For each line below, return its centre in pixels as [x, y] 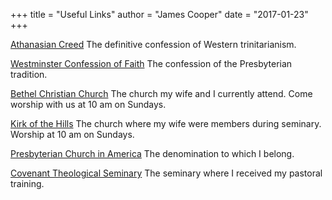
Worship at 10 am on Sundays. [72, 134]
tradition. [29, 74]
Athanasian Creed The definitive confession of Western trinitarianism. [153, 44]
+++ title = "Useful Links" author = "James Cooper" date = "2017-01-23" [159, 14]
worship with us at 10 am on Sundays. [88, 104]
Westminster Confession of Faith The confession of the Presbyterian [151, 63]
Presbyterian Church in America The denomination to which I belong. [152, 153]
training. [27, 183]
